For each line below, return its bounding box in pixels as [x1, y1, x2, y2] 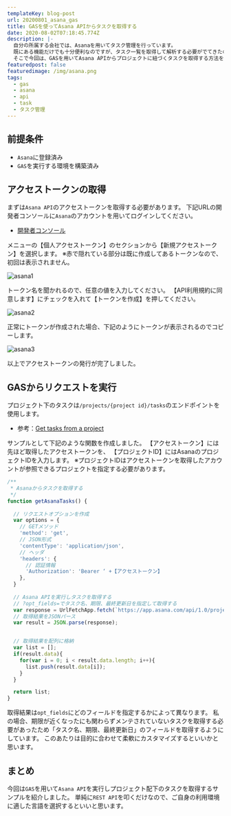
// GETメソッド [19, 523, 59, 530]
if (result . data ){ [13, 651, 63, 658]
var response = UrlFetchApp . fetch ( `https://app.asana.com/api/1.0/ [13, 607, 211, 614]
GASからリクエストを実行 [7, 381, 117, 393]
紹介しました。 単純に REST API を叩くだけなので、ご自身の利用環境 [30, 793, 220, 801]
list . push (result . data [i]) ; [25, 663, 107, 670]
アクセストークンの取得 [7, 183, 107, 195]
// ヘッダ [19, 549, 45, 556]
